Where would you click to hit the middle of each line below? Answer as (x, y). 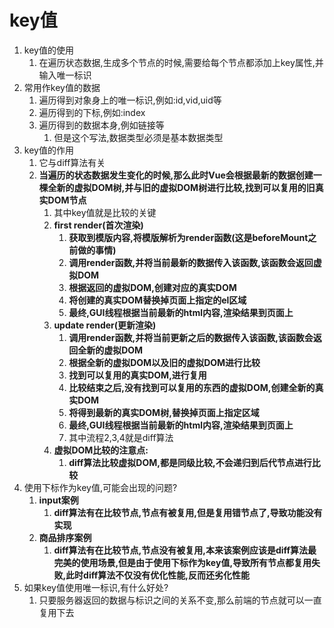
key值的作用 (48, 150)
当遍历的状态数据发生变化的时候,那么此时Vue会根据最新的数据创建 (176, 175)
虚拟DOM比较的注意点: (101, 450)
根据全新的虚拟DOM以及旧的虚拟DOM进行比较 (164, 362)
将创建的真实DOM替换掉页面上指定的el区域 (157, 300)
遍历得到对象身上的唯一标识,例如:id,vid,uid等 (130, 100)
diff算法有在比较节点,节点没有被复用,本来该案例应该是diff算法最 (185, 550)
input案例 (58, 500)
